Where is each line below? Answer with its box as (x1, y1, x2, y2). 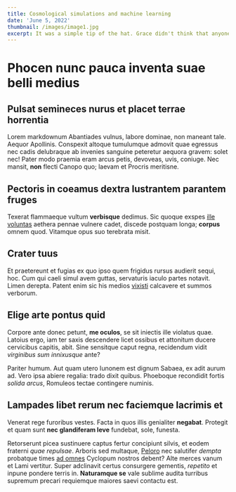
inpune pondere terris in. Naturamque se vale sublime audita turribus (7, 469, 209, 477)
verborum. (7, 289, 38, 297)
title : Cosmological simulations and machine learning (7, 10, 171, 18)
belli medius (7, 75, 80, 91)
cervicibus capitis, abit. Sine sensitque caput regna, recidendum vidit (7, 342, 207, 351)
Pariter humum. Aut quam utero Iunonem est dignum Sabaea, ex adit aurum (7, 363, 226, 373)
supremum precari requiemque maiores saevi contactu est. (7, 476, 178, 485)
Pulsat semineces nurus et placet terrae (7, 103, 186, 115)
